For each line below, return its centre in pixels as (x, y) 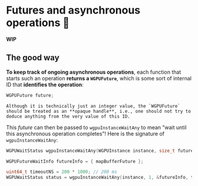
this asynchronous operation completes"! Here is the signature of (85, 133)
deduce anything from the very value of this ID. (68, 116)
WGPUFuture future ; (30, 95)
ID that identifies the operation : (45, 84)
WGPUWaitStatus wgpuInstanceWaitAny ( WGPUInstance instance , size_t (91, 151)
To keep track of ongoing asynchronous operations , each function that (94, 72)
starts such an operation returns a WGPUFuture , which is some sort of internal (99, 78)
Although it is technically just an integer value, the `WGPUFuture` (93, 106)
